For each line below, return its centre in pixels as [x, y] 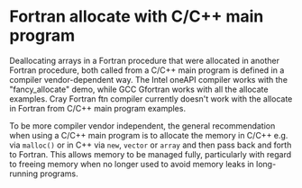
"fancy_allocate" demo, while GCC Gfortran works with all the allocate [139, 89]
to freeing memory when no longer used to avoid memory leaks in [132, 164]
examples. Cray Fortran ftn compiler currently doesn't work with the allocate [151, 98]
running [24, 174]
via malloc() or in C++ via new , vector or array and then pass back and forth [151, 145]
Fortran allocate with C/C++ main [137, 17]
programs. [59, 174]
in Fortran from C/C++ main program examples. [98, 108]
